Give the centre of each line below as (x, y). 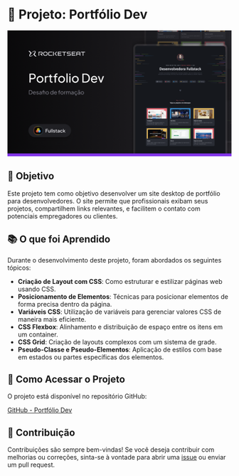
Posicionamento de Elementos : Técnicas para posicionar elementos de (123, 296)
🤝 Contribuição (41, 432)
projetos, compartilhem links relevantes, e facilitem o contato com (104, 208)
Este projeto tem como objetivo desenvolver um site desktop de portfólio (114, 193)
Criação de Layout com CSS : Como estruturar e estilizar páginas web (120, 281)
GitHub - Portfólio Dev (40, 410)
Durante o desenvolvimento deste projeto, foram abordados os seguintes (115, 260)
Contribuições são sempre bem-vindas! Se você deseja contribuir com (111, 450)
